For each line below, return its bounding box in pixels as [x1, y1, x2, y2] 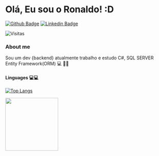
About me [5, 43, 31, 50]
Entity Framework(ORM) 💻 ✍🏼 [5, 60, 69, 67]
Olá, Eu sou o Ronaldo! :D [5, 4, 114, 15]
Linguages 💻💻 [5, 74, 39, 80]
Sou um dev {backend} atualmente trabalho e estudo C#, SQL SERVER [5, 55, 154, 61]
